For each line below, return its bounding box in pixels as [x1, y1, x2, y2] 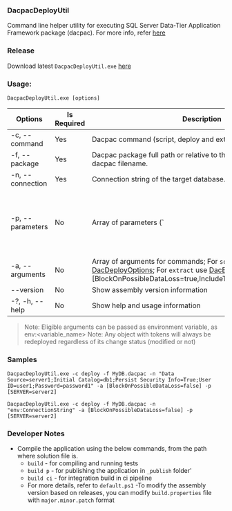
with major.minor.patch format [27, 496, 115, 504]
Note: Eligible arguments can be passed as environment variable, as [23, 323, 217, 331]
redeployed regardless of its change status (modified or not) [23, 337, 196, 346]
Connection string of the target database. [92, 174, 226, 183]
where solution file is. [17, 452, 78, 460]
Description [182, 114, 222, 123]
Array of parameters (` [92, 217, 164, 227]
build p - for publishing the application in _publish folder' [27, 467, 192, 475]
